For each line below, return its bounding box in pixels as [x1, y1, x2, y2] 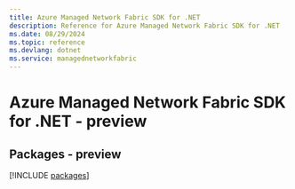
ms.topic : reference [9, 37, 86, 47]
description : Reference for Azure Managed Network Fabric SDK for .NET [9, 21, 280, 30]
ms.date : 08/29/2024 [9, 29, 86, 38]
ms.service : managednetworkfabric [9, 54, 138, 63]
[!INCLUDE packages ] [9, 170, 90, 180]
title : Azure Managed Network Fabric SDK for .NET [9, 12, 201, 22]
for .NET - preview [9, 112, 147, 131]
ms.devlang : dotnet [9, 46, 82, 55]
